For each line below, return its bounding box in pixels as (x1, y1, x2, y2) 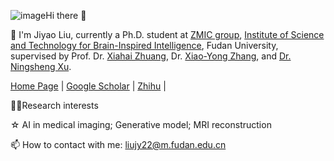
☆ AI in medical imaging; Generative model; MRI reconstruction (10, 119, 272, 130)
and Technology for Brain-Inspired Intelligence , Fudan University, (10, 40, 279, 51)
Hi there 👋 (45, 10, 87, 21)
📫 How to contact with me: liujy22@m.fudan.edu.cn (10, 139, 227, 150)
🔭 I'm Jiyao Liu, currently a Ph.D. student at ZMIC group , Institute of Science (10, 29, 325, 40)
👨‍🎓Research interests (10, 100, 99, 111)
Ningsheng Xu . (10, 61, 72, 72)
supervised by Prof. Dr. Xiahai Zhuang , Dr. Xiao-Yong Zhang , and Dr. (10, 50, 292, 62)
